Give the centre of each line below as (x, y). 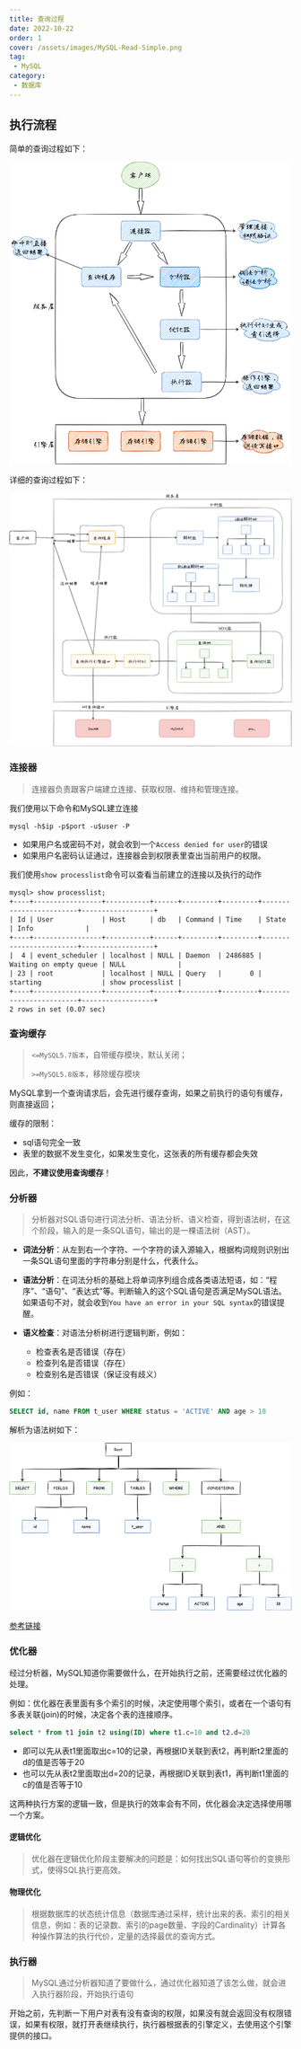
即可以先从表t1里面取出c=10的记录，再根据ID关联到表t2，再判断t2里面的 (155, 1751)
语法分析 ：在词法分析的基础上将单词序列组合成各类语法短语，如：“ (146, 1280)
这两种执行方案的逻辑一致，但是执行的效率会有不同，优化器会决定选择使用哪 (150, 1803)
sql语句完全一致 (52, 1143)
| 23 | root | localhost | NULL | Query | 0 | (136, 973)
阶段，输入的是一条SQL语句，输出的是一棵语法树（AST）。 (147, 1231)
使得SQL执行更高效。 (86, 1869)
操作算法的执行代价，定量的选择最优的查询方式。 (129, 1936)
